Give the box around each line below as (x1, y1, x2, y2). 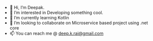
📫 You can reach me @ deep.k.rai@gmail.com (9, 30, 104, 36)
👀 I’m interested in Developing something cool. (9, 10, 103, 15)
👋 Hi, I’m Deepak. (9, 5, 45, 10)
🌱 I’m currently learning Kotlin (9, 15, 69, 20)
